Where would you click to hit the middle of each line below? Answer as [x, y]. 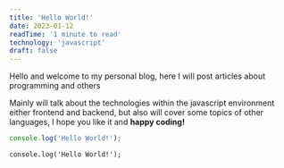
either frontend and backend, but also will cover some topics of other [137, 113]
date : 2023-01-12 [42, 26]
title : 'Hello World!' [51, 17]
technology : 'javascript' [57, 42]
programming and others [55, 86]
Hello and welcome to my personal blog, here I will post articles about [138, 76]
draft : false [33, 51]
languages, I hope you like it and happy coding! [97, 122]
